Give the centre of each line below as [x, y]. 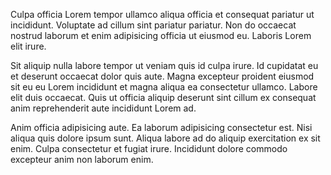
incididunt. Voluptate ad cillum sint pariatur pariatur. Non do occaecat [153, 25]
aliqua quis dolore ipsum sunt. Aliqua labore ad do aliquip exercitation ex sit [165, 138]
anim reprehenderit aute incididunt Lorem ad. [103, 108]
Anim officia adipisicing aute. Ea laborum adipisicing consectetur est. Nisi [161, 127]
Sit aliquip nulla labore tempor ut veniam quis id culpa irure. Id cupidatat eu [164, 65]
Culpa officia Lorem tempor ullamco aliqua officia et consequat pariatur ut [162, 14]
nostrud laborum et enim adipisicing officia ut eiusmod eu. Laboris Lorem [161, 35]
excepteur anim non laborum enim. [82, 159]
